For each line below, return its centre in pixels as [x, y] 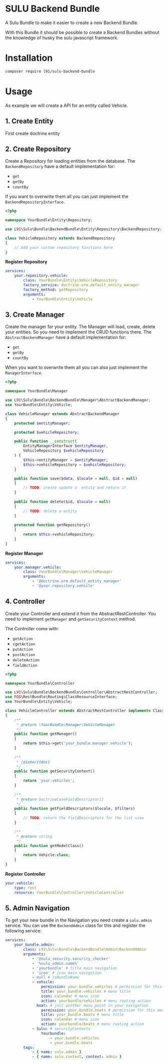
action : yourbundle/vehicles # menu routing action [96, 1001]
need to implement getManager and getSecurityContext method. [71, 619]
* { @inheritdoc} [33, 762]
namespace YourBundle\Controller [40, 683]
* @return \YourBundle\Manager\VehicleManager [65, 725]
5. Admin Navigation [37, 908]
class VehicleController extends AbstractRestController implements [78, 711]
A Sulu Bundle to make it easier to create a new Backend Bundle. [72, 23]
